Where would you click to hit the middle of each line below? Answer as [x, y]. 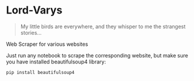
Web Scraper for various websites [47, 44]
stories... [31, 32]
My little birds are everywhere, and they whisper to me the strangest [103, 26]
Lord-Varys [34, 10]
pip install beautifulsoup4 [40, 72]
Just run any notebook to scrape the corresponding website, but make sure [97, 55]
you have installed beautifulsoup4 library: [56, 62]
